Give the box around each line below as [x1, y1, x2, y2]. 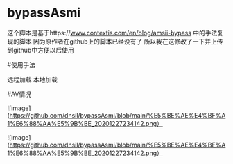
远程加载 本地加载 [7, 75, 58, 84]
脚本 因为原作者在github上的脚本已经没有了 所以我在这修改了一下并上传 [19, 37, 223, 46]
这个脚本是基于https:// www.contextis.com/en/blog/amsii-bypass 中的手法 [7, 28, 218, 37]
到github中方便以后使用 [7, 46, 74, 54]
